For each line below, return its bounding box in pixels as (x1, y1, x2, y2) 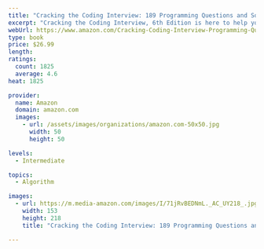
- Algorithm (15, 178, 55, 186)
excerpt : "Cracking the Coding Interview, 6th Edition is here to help (8, 19, 247, 27)
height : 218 (22, 214, 61, 222)
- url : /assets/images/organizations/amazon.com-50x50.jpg (22, 121, 220, 129)
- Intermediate (15, 156, 65, 165)
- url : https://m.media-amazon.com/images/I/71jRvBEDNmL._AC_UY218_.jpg (15, 200, 258, 208)
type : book (8, 33, 44, 42)
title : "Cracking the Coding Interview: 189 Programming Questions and (8, 11, 247, 20)
